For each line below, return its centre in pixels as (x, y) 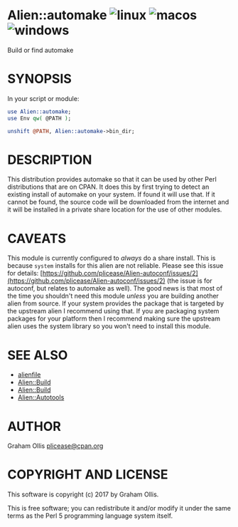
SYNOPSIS (40, 79)
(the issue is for (190, 281)
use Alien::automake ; (39, 111)
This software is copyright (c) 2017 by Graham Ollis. (83, 494)
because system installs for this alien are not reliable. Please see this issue (115, 266)
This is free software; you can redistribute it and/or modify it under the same (119, 508)
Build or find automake (40, 50)
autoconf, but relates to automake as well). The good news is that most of (115, 288)
